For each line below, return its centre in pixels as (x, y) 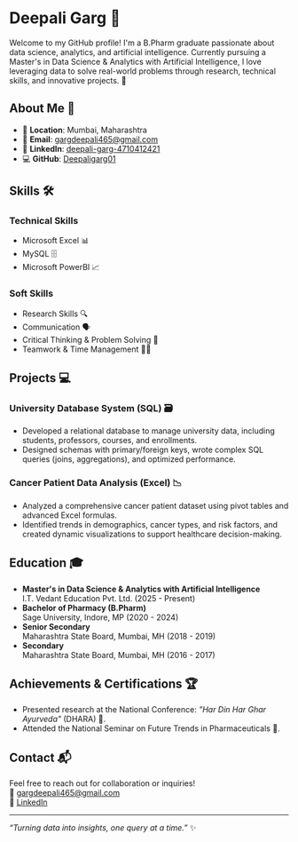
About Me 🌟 (42, 109)
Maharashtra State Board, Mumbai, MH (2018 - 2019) (119, 636)
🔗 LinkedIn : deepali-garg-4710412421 (91, 148)
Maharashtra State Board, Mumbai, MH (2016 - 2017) (118, 655)
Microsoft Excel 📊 (55, 241)
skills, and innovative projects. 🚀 (68, 80)
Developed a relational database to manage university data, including (148, 431)
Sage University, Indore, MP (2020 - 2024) (100, 617)
